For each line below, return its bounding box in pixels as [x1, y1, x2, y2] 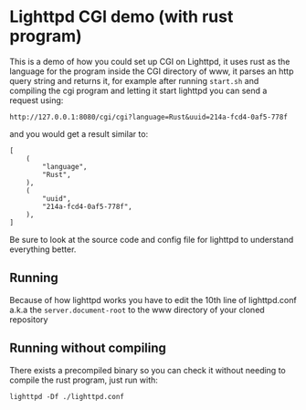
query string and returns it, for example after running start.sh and [9, 75, 259, 86]
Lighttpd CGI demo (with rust [9, 6, 234, 27]
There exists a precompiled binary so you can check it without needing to [9, 364, 286, 375]
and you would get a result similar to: [9, 128, 149, 139]
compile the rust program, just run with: [9, 374, 158, 385]
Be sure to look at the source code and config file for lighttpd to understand [9, 234, 294, 245]
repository [9, 313, 48, 325]
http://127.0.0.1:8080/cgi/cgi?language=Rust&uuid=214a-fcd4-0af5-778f [9, 112, 288, 121]
